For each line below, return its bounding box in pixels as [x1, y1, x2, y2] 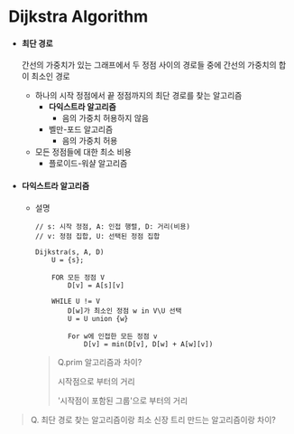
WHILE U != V [51, 297, 101, 306]
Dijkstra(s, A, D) [34, 247, 105, 257]
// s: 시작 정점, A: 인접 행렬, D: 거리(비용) [34, 222, 191, 231]
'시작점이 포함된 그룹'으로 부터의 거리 [57, 395, 188, 406]
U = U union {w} [67, 314, 129, 323]
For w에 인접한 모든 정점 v [67, 332, 158, 341]
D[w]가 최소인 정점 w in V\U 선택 [67, 306, 182, 316]
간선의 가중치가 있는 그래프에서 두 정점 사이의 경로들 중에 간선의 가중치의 [21, 60, 277, 71]
